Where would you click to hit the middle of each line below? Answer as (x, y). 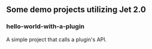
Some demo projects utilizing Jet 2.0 (76, 10)
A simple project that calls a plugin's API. (57, 39)
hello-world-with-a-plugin (45, 27)
